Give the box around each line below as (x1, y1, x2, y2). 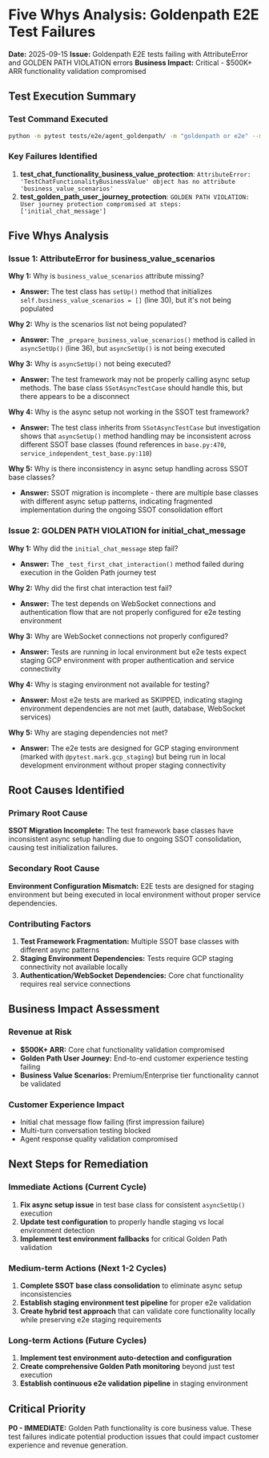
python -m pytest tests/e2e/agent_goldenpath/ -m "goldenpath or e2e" (8, 132, 249, 140)
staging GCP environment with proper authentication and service (19, 655, 235, 665)
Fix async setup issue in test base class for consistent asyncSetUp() (19, 1199, 246, 1209)
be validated (19, 1078, 62, 1089)
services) (19, 712, 51, 722)
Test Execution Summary (8, 90, 136, 104)
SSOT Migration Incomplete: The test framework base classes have (8, 825, 234, 836)
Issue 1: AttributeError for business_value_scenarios (8, 253, 215, 264)
